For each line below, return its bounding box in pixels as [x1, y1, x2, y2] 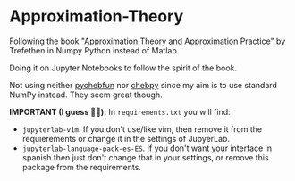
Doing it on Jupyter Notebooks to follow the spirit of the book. [9, 62, 238, 73]
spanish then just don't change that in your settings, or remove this [21, 152, 270, 162]
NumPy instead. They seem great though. [9, 89, 163, 100]
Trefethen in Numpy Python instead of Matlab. [9, 45, 180, 55]
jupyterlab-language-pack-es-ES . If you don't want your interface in [21, 143, 273, 153]
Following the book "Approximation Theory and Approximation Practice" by [9, 36, 286, 46]
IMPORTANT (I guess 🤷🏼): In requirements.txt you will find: [9, 106, 231, 117]
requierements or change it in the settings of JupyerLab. [21, 133, 231, 144]
